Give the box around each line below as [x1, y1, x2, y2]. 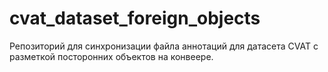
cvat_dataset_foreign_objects [9, 7, 261, 30]
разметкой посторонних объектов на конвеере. [9, 50, 214, 62]
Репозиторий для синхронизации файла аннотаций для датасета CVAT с [9, 40, 319, 52]
